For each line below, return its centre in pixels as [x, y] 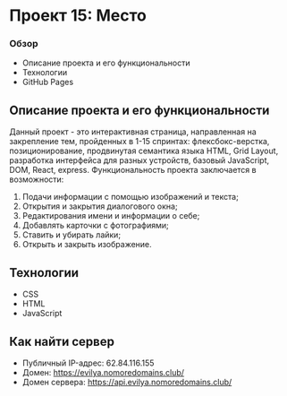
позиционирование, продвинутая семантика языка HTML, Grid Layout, [144, 151]
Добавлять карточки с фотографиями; [95, 226]
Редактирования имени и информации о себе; [111, 216]
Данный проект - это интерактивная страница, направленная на [133, 132]
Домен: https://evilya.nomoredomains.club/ [103, 372]
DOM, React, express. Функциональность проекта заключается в [133, 170]
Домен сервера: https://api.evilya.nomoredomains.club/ [127, 382]
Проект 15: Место [78, 16]
